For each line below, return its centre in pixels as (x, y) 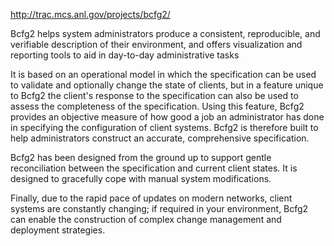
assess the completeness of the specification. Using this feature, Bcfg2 (157, 106)
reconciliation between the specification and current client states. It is (154, 168)
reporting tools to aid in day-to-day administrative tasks (125, 55)
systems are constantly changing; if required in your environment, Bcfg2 (159, 208)
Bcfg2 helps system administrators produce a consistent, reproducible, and (165, 33)
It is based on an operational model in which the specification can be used (163, 74)
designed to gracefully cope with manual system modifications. (141, 178)
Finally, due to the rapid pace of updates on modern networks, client (151, 198)
